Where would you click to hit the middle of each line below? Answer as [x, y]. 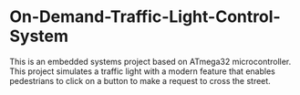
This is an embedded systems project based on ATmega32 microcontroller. [150, 61]
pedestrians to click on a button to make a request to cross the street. [140, 80]
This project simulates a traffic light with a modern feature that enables [142, 71]
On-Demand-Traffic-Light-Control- [145, 17]
